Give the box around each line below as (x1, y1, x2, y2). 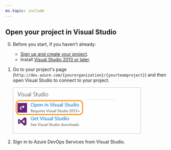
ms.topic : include (5, 8, 44, 13)
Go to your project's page (12, 66, 67, 72)
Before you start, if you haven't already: (12, 41, 96, 47)
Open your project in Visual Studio (5, 28, 117, 37)
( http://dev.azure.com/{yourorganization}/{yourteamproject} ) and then (12, 72, 166, 78)
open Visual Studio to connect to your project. (12, 77, 110, 84)
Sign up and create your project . (20, 51, 88, 57)
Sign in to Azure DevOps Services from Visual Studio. (12, 139, 125, 145)
